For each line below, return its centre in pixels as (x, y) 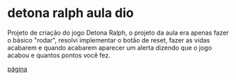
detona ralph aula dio (71, 13)
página (17, 69)
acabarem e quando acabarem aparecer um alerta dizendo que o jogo (110, 47)
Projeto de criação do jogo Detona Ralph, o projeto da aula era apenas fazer (118, 33)
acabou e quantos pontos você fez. (59, 55)
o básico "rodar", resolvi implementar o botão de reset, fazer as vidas (109, 40)
